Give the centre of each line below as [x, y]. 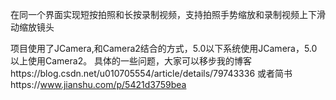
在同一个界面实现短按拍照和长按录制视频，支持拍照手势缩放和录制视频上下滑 [168, 14]
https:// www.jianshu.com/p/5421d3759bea [98, 84]
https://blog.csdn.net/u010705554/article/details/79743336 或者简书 [151, 73]
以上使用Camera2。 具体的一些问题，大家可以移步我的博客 [131, 61]
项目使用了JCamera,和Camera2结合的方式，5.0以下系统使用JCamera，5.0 [164, 48]
